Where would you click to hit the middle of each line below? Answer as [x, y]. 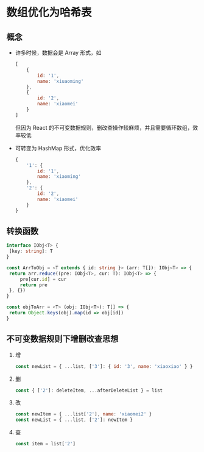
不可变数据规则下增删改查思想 [62, 339]
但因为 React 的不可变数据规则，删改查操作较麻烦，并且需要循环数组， [104, 127]
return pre [33, 285]
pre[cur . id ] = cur [43, 279]
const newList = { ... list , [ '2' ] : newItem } [74, 420]
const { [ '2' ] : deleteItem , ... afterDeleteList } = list [89, 390]
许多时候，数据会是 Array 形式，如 [58, 53]
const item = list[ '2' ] [45, 444]
